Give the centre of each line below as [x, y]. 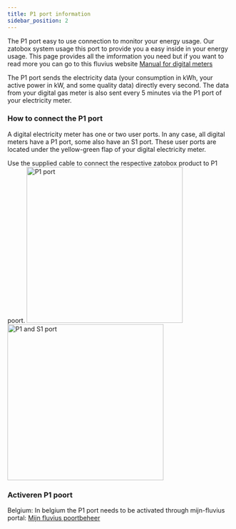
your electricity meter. [40, 100]
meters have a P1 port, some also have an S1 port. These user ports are [112, 142]
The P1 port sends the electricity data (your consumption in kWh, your [110, 77]
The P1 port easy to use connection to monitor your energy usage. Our [111, 41]
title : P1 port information [49, 14]
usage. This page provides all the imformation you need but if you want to [116, 56]
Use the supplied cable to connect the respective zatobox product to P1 [112, 163]
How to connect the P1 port [55, 118]
